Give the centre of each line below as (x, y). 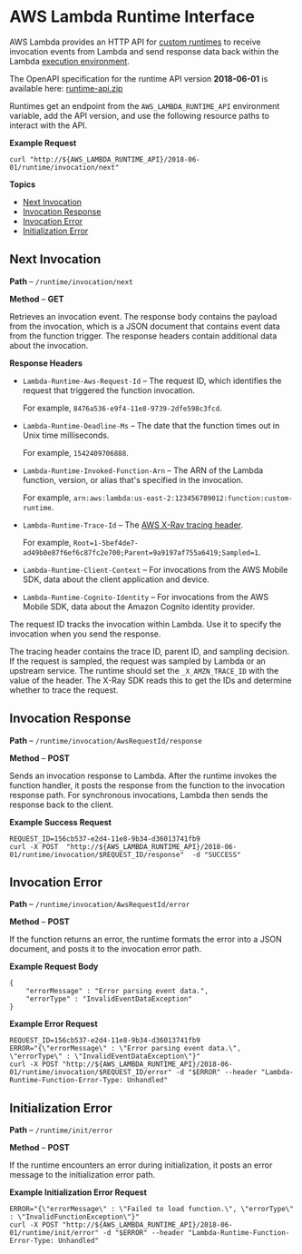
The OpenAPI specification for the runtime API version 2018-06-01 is (139, 78)
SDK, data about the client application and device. (116, 579)
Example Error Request (54, 1024)
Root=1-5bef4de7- (106, 543)
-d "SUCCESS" (217, 854)
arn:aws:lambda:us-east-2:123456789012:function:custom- (183, 498)
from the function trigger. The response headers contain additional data (143, 336)
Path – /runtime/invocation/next (71, 281)
